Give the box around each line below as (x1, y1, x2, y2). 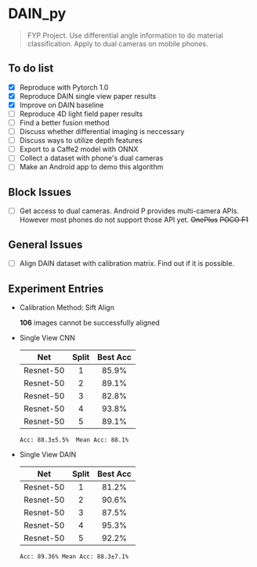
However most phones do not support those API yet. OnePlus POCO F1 (19, 215, 249, 224)
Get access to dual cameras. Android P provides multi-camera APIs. (19, 206, 239, 216)
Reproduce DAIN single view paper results (19, 91, 157, 100)
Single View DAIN (19, 449, 77, 459)
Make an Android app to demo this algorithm (19, 162, 164, 172)
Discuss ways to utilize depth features (19, 136, 143, 145)
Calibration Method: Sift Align (19, 303, 115, 312)
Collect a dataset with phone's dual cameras (19, 154, 164, 163)
